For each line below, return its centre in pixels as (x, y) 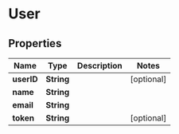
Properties (35, 43)
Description (100, 66)
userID (25, 79)
